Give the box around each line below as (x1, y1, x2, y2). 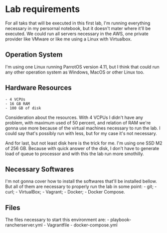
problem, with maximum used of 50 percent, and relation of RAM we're (5, 119, 151, 125)
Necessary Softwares (5, 165, 74, 173)
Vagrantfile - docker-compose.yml (47, 222, 118, 228)
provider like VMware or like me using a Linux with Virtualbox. (5, 36, 132, 42)
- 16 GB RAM (5, 101, 30, 106)
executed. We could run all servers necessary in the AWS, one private (5, 30, 149, 36)
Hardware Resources (5, 83, 72, 92)
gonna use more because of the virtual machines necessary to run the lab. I (5, 125, 161, 131)
